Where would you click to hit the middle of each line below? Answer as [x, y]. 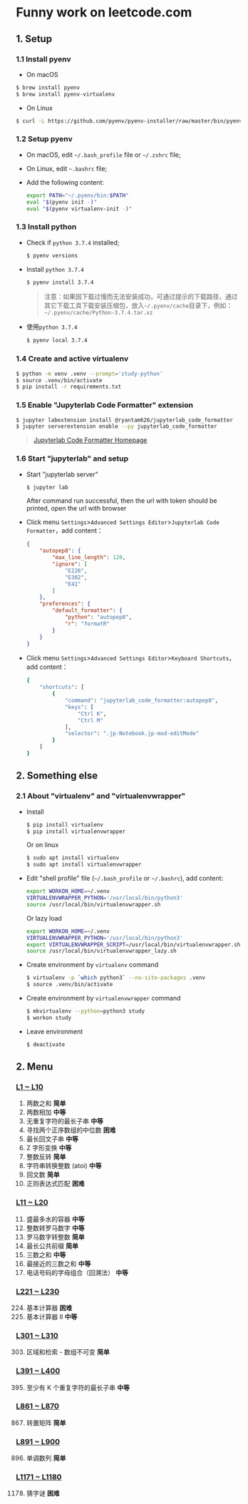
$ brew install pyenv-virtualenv [66, 94]
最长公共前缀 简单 [52, 1246]
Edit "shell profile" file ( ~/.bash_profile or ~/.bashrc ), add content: [125, 879]
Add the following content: [65, 182]
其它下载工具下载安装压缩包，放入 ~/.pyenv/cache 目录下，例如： [138, 306]
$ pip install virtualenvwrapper [76, 832]
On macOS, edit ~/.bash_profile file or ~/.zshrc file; [103, 155]
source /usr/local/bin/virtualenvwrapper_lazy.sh [102, 951]
